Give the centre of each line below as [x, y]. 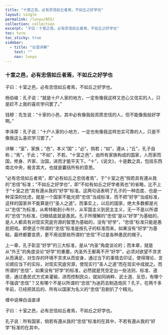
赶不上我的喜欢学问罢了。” [36, 104]
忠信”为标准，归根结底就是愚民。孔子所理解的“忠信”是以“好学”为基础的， [86, 215]
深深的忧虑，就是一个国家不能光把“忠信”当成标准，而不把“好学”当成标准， [85, 197]
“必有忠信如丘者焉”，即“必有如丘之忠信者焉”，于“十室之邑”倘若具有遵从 [79, 178]
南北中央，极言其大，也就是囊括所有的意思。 [51, 167]
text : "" [23, 52]
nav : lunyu [25, 57]
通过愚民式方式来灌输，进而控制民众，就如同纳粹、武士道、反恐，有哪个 [88, 276]
